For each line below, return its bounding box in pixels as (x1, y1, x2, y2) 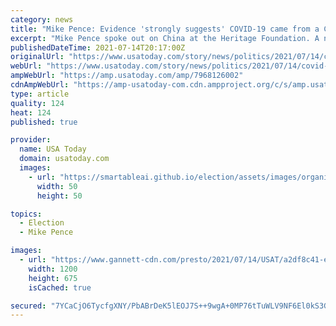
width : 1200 (28, 264, 78, 274)
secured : (10, 301, 47, 311)
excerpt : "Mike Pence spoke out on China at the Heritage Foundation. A (10, 33, 320, 43)
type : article (10, 89, 70, 99)
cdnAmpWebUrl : (10, 80, 70, 90)
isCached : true (28, 282, 92, 293)
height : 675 (28, 273, 78, 283)
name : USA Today (19, 144, 87, 155)
